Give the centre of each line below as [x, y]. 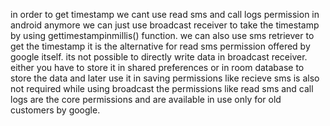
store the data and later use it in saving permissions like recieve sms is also [165, 78]
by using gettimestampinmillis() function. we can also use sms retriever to [162, 35]
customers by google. [55, 110]
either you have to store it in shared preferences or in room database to [157, 67]
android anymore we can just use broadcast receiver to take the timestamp [165, 25]
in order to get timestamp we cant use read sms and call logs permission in [165, 14]
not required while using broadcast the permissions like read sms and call [162, 88]
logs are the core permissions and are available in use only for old [146, 99]
